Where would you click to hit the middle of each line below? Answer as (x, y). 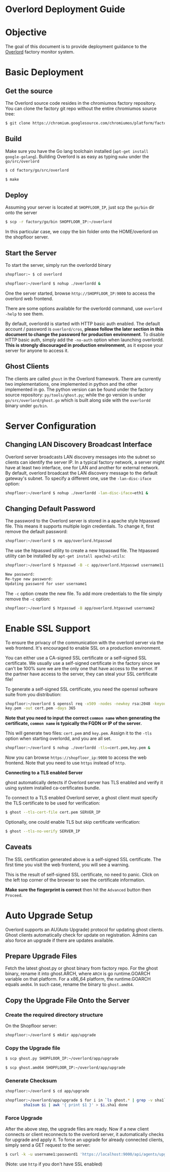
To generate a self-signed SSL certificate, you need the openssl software (81, 689)
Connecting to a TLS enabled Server (44, 773)
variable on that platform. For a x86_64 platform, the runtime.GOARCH (78, 979)
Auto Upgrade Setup (49, 915)
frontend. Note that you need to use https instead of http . (66, 763)
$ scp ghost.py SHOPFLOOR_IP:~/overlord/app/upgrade (62, 1059)
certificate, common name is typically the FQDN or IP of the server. (74, 723)
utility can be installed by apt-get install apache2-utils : (65, 556)
